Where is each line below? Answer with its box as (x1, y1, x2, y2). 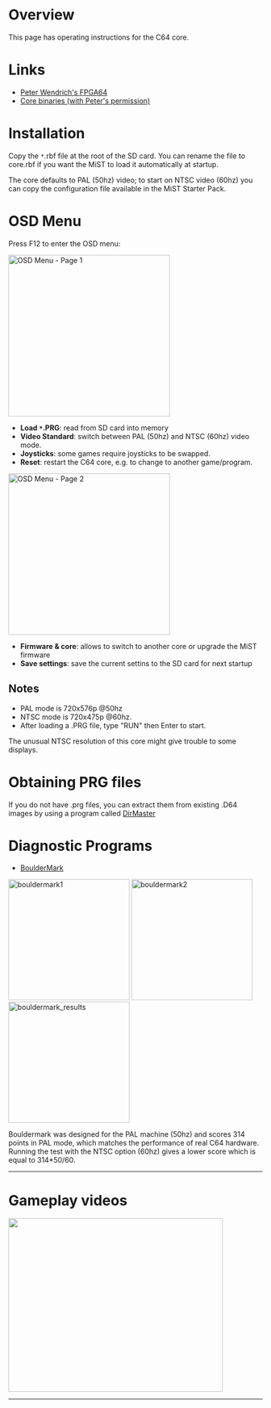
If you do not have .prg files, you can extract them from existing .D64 (8, 799, 238, 809)
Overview (8, 6, 75, 24)
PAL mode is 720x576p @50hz (19, 703, 123, 713)
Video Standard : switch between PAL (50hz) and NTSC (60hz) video (19, 431, 250, 441)
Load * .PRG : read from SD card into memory (19, 422, 169, 433)
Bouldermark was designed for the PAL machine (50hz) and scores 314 (8, 1129, 245, 1139)
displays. (8, 744, 39, 754)
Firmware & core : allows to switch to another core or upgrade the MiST (19, 641, 257, 651)
